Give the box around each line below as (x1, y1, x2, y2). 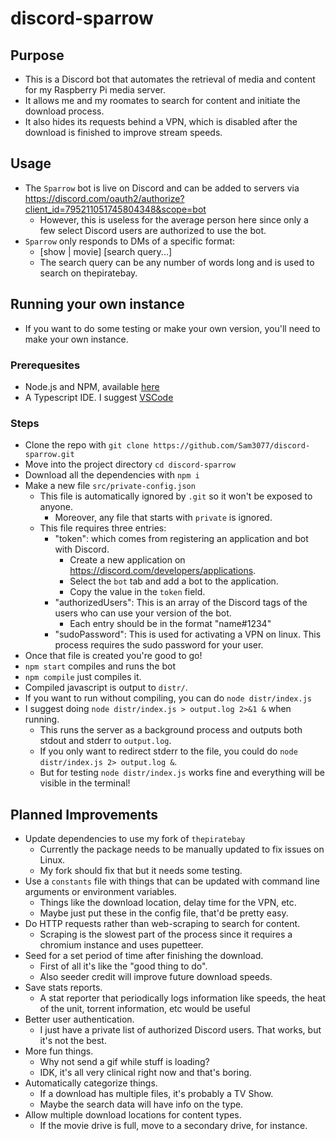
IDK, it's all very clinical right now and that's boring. (39, 1067, 252, 1079)
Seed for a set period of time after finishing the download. (24, 950, 264, 962)
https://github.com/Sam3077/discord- (153, 441, 311, 451)
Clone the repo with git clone (24, 439, 150, 451)
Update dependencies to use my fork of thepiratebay (24, 833, 246, 845)
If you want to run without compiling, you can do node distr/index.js (24, 692, 312, 704)
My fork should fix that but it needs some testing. (39, 865, 243, 877)
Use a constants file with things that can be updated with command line (24, 875, 320, 887)
